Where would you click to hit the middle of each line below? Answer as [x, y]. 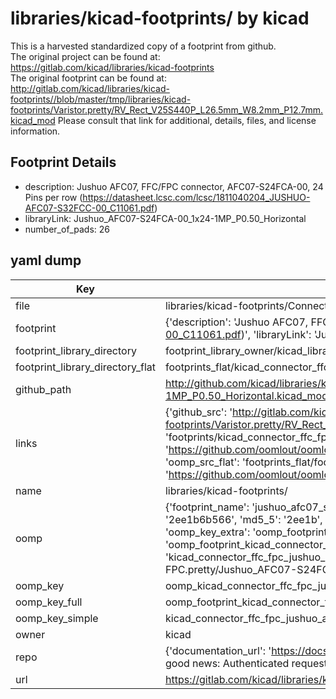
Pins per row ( [53, 197]
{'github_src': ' [198, 412]
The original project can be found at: [85, 56]
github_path [43, 389]
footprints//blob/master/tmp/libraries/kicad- [101, 99]
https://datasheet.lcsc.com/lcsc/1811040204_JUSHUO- [196, 197]
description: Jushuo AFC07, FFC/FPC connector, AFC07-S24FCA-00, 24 [174, 186]
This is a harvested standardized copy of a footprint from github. [143, 46]
